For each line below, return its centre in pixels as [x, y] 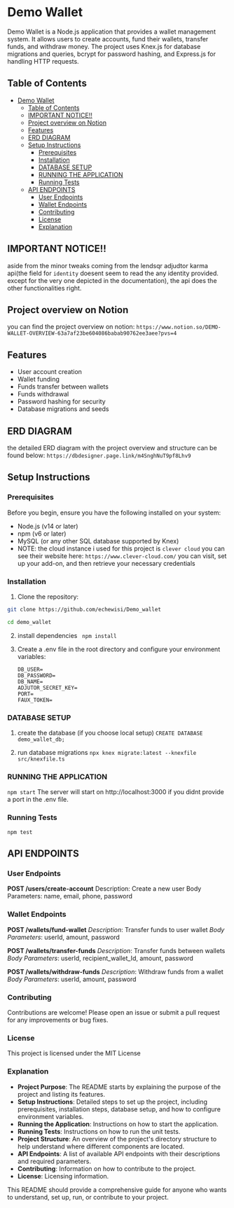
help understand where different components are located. [101, 1146]
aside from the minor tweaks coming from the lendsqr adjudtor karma [108, 265]
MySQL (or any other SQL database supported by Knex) [98, 541]
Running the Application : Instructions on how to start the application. [118, 1124]
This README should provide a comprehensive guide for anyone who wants [117, 1189]
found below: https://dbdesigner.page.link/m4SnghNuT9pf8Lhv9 [99, 455]
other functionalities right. [44, 288]
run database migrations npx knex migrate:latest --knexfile [107, 753]
